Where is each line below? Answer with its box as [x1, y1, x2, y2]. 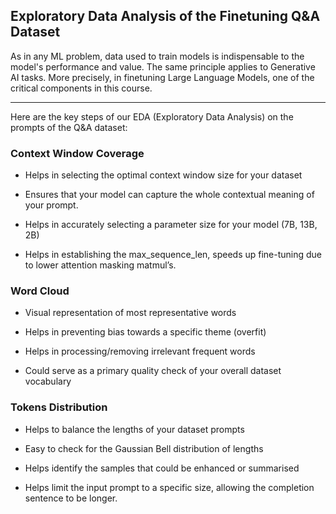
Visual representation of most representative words [24, 307, 237, 319]
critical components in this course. [10, 82, 153, 94]
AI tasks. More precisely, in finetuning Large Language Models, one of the [10, 71, 315, 83]
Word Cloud [10, 284, 70, 298]
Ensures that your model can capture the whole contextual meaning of [24, 189, 315, 201]
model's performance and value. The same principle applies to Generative [10, 60, 316, 73]
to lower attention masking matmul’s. [24, 259, 177, 271]
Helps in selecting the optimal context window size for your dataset [24, 169, 303, 181]
